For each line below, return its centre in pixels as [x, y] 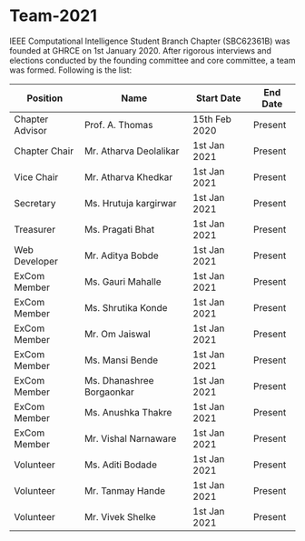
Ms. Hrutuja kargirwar [131, 203]
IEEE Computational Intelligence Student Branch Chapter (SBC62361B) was [150, 41]
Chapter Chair [44, 151]
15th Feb [212, 119]
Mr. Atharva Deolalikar [132, 151]
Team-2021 [53, 16]
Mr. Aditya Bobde [122, 255]
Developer [36, 261]
